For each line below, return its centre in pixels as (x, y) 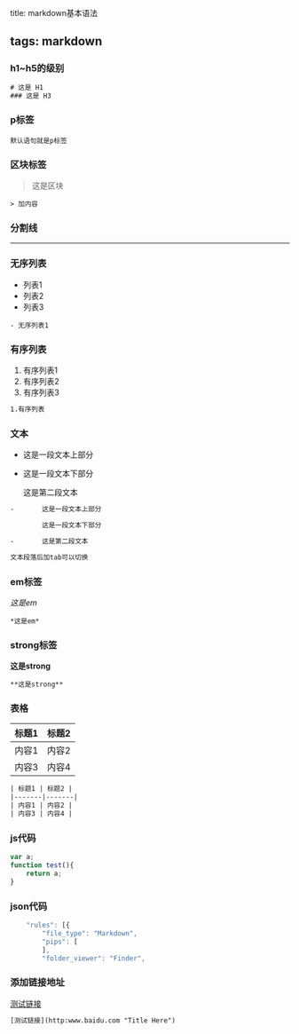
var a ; (22, 857)
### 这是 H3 (31, 96)
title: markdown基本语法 (54, 13)
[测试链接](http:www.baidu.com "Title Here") (93, 1020)
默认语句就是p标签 (39, 140)
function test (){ (42, 865)
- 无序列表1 (30, 325)
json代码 (29, 906)
